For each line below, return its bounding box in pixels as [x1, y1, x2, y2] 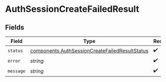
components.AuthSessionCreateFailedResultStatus [30, 47, 149, 54]
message [7, 68, 26, 74]
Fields [5, 23, 25, 32]
